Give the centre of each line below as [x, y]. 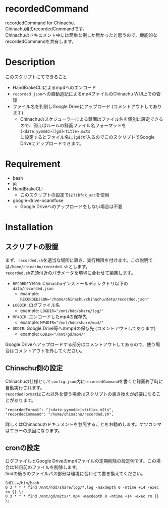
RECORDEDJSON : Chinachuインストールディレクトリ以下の [70, 283]
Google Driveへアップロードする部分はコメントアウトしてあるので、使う [80, 344]
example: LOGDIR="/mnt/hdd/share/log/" [62, 311]
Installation [29, 227]
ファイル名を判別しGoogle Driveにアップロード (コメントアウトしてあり [87, 106]
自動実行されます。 [25, 387]
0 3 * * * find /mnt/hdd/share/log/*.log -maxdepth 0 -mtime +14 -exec [82, 488]
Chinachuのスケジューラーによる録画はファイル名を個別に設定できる [92, 119]
